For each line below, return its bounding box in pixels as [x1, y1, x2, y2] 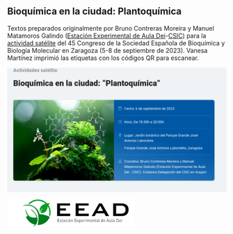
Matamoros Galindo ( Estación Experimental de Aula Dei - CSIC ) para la [7, 31, 207, 40]
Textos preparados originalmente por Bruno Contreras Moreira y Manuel [7, 24, 214, 32]
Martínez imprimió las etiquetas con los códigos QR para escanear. [7, 54, 200, 62]
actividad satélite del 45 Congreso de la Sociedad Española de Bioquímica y [7, 38, 225, 47]
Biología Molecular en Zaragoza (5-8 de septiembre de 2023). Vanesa [7, 46, 208, 54]
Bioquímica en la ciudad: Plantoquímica [7, 6, 182, 17]
